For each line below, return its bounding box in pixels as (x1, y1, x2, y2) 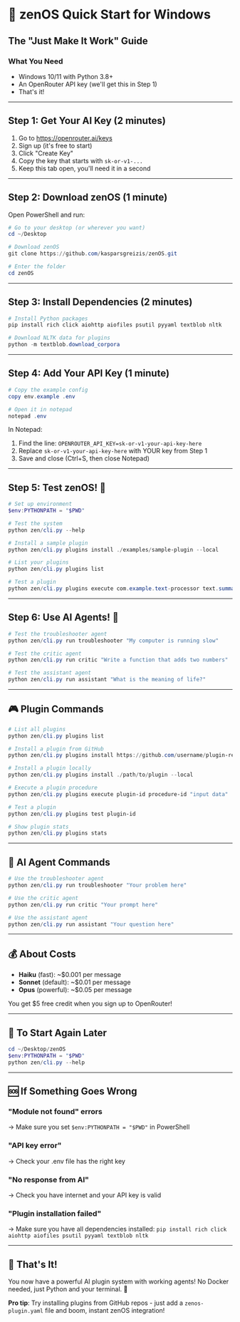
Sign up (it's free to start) (18, 141, 93, 150)
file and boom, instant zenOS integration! (44, 1306, 165, 1315)
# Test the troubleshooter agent (8, 630, 108, 637)
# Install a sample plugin (8, 539, 88, 547)
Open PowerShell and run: (8, 210, 85, 219)
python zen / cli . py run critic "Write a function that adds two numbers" (8, 656, 229, 663)
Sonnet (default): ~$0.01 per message (18, 978, 131, 986)
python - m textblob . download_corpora (8, 341, 120, 348)
